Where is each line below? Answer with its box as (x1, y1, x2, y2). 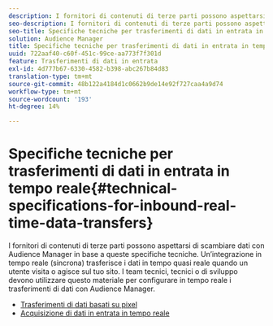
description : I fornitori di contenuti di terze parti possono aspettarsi (8, 11, 267, 20)
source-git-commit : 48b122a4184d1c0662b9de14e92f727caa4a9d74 (8, 80, 223, 88)
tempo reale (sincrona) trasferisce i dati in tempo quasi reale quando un (8, 258, 249, 268)
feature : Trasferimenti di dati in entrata (8, 58, 158, 66)
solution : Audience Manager (8, 34, 104, 43)
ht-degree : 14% (8, 102, 60, 111)
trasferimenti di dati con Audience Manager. (8, 284, 156, 293)
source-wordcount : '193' (8, 95, 93, 103)
